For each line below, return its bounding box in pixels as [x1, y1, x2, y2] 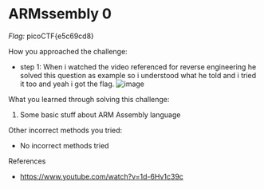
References [8, 156, 46, 166]
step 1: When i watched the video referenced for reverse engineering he [19, 61, 257, 72]
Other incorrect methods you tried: [8, 125, 123, 135]
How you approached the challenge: [8, 46, 128, 56]
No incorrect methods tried [19, 140, 109, 150]
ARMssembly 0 [8, 5, 112, 23]
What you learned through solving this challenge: [8, 94, 170, 104]
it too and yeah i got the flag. [19, 79, 115, 89]
